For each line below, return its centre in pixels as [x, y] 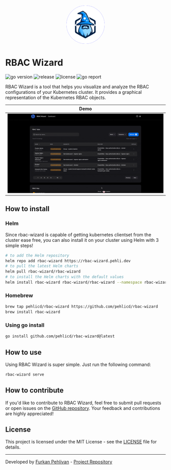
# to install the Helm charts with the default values [65, 277]
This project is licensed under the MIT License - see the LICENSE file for [81, 442]
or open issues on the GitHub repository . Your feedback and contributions [83, 408]
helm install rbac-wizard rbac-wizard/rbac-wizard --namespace [74, 282]
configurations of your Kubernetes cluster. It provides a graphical [74, 92]
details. [13, 447]
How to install [27, 209]
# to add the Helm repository [37, 255]
